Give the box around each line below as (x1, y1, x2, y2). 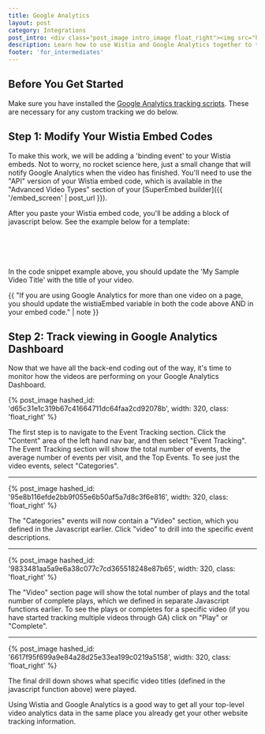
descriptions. (8, 533, 51, 543)
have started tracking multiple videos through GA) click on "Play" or (8, 613, 229, 622)
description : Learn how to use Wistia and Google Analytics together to (8, 41, 252, 49)
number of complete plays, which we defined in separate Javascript (8, 596, 230, 606)
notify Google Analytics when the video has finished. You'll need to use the (8, 168, 252, 177)
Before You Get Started (8, 78, 124, 91)
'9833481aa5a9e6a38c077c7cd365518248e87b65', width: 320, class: (8, 564, 236, 573)
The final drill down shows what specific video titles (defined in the (8, 676, 226, 686)
